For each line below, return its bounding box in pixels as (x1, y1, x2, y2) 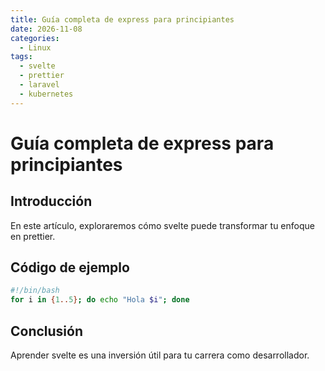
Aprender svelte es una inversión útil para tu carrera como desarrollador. (10, 349, 310, 361)
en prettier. (10, 230, 56, 242)
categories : (10, 33, 60, 43)
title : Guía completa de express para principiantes (10, 14, 235, 25)
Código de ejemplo (10, 259, 130, 276)
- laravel (19, 80, 60, 90)
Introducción (10, 193, 93, 210)
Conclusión (10, 322, 84, 340)
